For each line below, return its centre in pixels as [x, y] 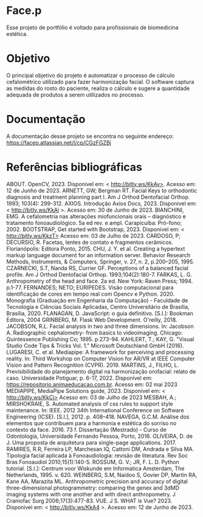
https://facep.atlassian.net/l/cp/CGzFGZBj [59, 142]
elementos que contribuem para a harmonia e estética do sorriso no [91, 423]
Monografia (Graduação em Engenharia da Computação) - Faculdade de [97, 300]
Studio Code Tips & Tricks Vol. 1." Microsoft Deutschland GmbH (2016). [95, 345]
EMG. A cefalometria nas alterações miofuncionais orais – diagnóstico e [96, 216]
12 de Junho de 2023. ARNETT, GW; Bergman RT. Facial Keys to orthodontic [102, 190]
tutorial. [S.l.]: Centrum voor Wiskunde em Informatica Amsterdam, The [95, 468]
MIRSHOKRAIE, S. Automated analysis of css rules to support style [90, 404]
